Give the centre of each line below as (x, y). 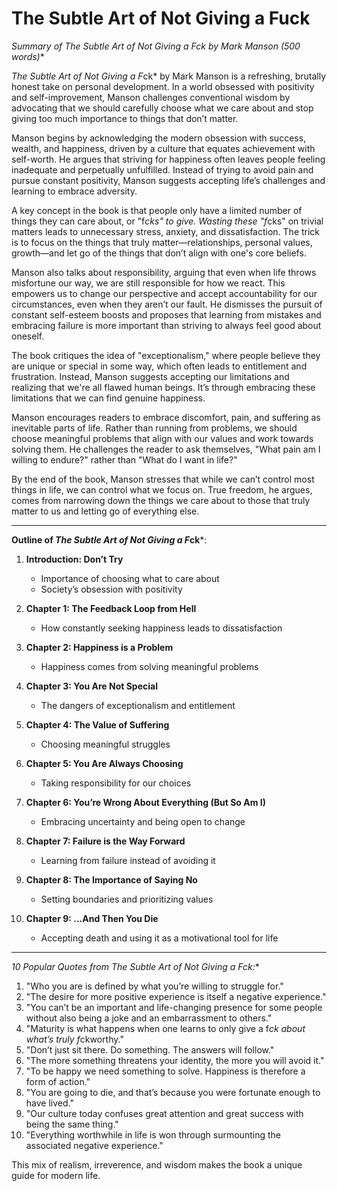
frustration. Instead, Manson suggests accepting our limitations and (150, 376)
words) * (28, 56)
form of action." (58, 1081)
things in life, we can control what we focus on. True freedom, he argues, (162, 489)
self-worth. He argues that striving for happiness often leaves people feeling (168, 159)
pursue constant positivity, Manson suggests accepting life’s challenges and (168, 180)
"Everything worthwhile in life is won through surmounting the (153, 1134)
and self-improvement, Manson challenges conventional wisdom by (151, 97)
